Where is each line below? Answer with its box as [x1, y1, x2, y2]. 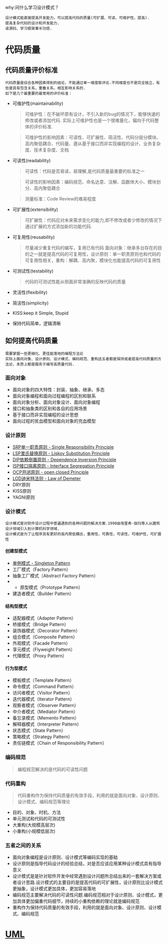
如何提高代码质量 [5, 336, 58, 345]
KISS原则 [12, 488, 31, 494]
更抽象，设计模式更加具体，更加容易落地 [12, 886, 96, 892]
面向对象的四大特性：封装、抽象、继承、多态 [12, 387, 105, 393]
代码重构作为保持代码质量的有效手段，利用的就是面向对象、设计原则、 [17, 792, 162, 798]
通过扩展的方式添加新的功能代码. [24, 223, 92, 229]
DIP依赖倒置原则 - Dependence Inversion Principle [12, 456, 116, 463]
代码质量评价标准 [5, 66, 58, 74]
